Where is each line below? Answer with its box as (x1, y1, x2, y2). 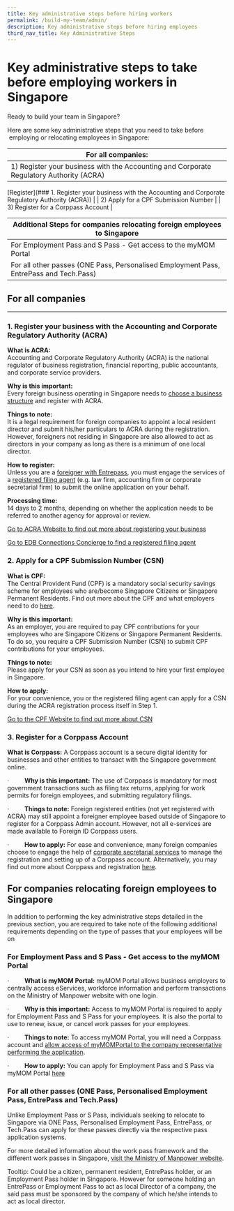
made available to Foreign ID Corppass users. (7, 827, 138, 835)
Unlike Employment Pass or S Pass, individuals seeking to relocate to (7, 1111, 205, 1120)
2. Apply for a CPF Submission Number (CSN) (7, 556, 164, 566)
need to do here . (7, 601, 55, 610)
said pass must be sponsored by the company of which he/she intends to (7, 1190, 218, 1198)
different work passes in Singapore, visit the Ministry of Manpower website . (7, 1154, 224, 1162)
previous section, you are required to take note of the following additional (7, 919, 217, 928)
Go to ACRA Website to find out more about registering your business (7, 525, 207, 534)
